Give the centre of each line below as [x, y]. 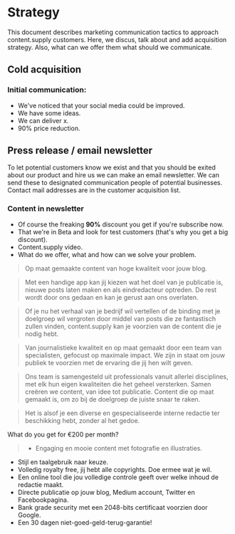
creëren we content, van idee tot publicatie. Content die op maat [119, 392]
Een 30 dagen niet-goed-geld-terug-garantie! [85, 522]
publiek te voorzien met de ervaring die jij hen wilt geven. [109, 362]
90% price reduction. [49, 128]
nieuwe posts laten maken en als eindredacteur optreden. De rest [121, 290]
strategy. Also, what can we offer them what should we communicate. [110, 47]
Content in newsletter [46, 209]
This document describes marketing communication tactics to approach [113, 32]
